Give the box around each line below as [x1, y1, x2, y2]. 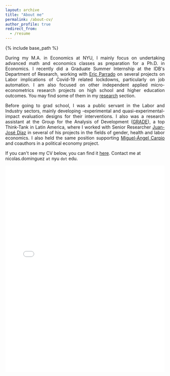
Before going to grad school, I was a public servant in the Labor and [5, 103, 165, 108]
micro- [151, 82, 165, 88]
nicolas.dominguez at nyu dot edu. [5, 155, 78, 162]
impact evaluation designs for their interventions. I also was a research [5, 113, 165, 119]
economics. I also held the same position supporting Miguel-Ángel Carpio [5, 135, 165, 141]
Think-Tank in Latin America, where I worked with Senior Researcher [5, 124, 151, 130]
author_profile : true [5, 21, 51, 27]
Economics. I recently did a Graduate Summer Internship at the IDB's [5, 66, 165, 72]
